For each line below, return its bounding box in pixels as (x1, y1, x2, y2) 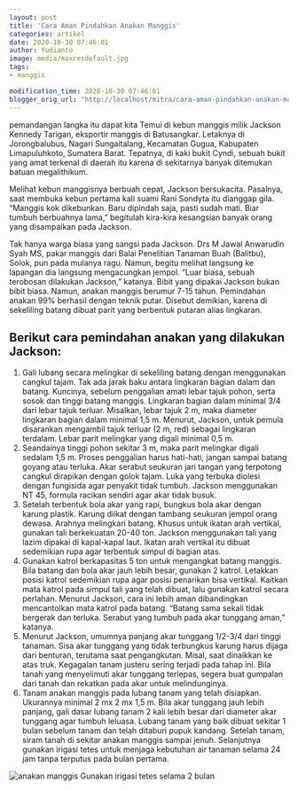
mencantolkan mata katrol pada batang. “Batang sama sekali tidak (21, 603, 264, 614)
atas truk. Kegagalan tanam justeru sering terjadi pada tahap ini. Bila (21, 660, 271, 670)
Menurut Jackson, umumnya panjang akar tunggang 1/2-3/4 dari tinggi (21, 631, 282, 642)
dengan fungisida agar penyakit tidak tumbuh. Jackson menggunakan (21, 481, 278, 491)
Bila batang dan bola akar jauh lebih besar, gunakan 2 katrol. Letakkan (21, 565, 278, 576)
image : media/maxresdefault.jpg (9, 54, 129, 63)
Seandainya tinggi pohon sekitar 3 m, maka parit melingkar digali (21, 442, 259, 453)
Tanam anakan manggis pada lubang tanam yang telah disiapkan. (21, 688, 262, 699)
